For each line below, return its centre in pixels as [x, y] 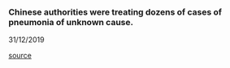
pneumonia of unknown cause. [71, 22]
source [20, 56]
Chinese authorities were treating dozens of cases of [115, 12]
